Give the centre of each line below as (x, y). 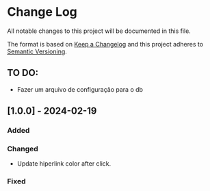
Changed (23, 149)
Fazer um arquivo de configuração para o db (80, 89)
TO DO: (23, 73)
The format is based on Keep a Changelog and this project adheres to (105, 44)
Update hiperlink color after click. (64, 164)
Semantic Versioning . (37, 51)
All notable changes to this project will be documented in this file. (99, 31)
